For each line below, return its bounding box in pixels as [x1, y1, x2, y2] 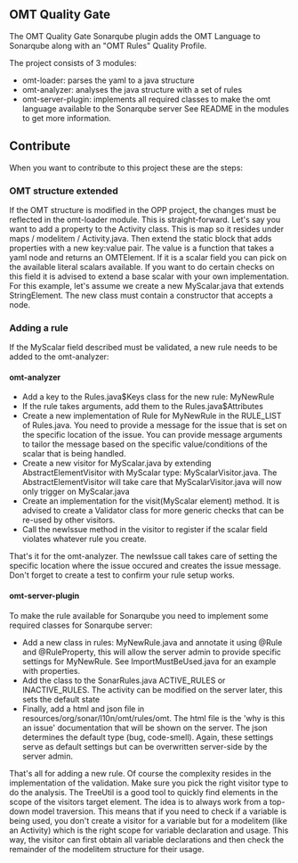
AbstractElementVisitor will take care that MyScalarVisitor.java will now [21, 477, 282, 488]
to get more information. [21, 112, 111, 123]
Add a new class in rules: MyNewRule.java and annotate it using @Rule [21, 637, 283, 647]
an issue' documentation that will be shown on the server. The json [21, 722, 268, 733]
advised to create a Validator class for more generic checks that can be [21, 505, 285, 516]
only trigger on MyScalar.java [21, 486, 131, 497]
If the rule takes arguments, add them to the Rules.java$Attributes [21, 401, 264, 412]
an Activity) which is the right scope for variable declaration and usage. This [9, 825, 289, 835]
